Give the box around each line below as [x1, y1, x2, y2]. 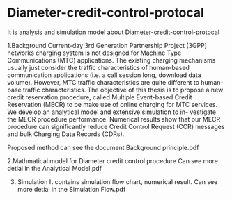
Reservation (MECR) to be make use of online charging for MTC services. [7, 100, 218, 108]
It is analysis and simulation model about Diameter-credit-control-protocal [7, 28, 219, 36]
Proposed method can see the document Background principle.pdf [7, 143, 199, 151]
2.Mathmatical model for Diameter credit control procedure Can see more [7, 156, 218, 165]
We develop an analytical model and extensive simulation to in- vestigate [7, 108, 217, 116]
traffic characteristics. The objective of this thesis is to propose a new [23, 85, 224, 94]
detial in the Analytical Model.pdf [7, 164, 102, 172]
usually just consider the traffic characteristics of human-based [7, 63, 190, 72]
